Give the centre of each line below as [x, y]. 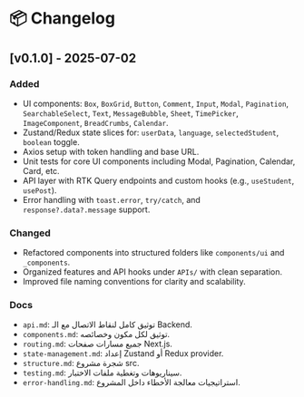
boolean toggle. [51, 141]
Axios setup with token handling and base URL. [111, 151]
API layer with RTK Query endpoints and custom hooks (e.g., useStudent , [158, 180]
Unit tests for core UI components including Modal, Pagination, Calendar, [159, 161]
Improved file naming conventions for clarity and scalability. [134, 282]
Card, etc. [41, 170]
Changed [30, 233]
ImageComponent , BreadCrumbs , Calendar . [96, 122]
